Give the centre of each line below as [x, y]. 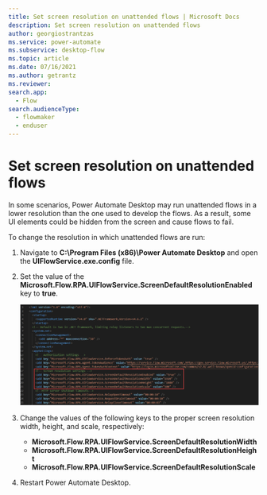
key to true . [39, 293]
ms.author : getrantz [43, 75]
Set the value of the [52, 276]
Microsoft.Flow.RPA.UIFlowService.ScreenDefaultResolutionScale [143, 467]
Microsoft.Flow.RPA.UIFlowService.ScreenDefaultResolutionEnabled [136, 284]
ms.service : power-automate [55, 42]
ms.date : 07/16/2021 [43, 68]
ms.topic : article [39, 59]
